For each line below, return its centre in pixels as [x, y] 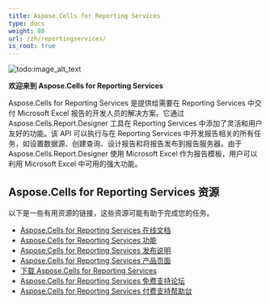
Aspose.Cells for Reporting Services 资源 [114, 192]
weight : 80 [27, 31]
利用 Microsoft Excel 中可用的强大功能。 [75, 164]
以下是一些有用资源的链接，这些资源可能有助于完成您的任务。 [111, 212]
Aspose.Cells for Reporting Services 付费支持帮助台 [106, 291]
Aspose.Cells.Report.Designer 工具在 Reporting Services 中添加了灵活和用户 [135, 123]
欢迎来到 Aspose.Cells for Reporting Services [86, 86]
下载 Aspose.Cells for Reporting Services [89, 270]
